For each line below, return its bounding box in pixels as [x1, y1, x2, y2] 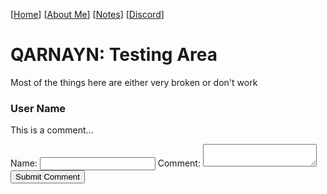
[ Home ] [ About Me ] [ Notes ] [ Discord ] [10, 9, 165, 20]
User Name [10, 101, 67, 115]
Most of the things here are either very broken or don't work [10, 76, 258, 88]
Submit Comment [15, 172, 80, 183]
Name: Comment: [10, 157, 201, 169]
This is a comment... [10, 124, 94, 136]
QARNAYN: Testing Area [10, 44, 218, 66]
